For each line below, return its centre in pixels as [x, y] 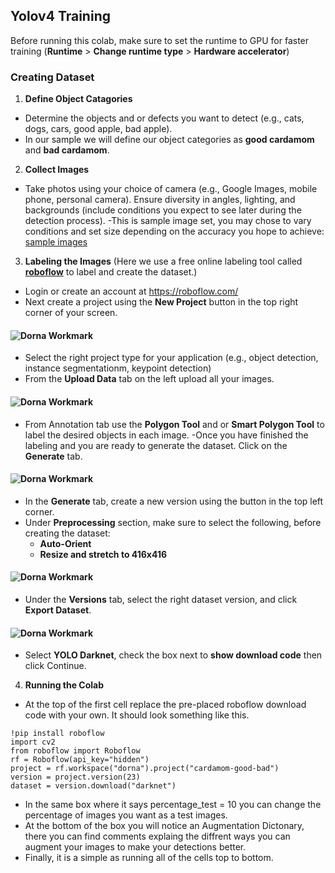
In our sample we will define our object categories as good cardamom [169, 140]
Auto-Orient [65, 543]
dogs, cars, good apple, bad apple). [98, 129]
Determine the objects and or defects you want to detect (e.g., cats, [164, 118]
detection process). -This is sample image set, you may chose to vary [168, 221]
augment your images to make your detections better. [135, 847]
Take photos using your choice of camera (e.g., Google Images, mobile [171, 189]
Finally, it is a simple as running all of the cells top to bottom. [149, 858]
